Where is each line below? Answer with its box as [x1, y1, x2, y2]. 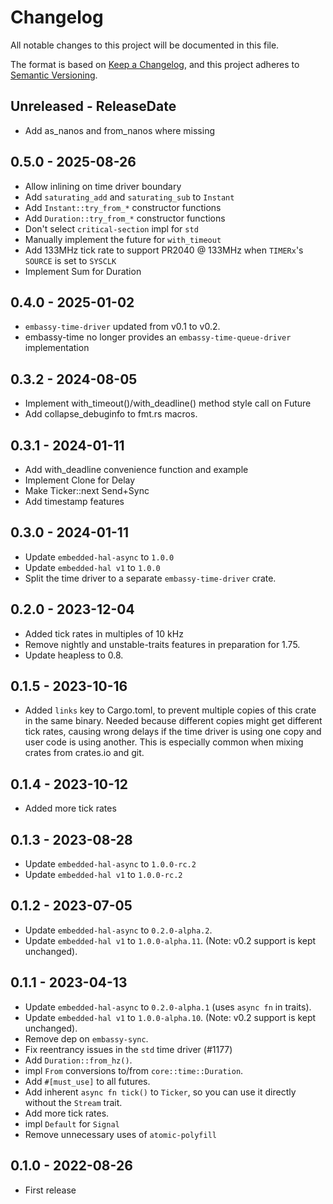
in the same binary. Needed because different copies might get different [24, 715, 323, 727]
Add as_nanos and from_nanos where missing [24, 124, 215, 136]
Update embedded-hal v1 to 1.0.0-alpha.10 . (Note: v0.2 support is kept [24, 1011, 317, 1023]
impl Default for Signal [24, 1117, 120, 1130]
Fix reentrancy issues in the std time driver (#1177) [24, 1043, 233, 1055]
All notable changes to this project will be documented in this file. [10, 39, 280, 51]
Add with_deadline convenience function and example [24, 464, 249, 475]
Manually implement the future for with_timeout [24, 233, 222, 245]
